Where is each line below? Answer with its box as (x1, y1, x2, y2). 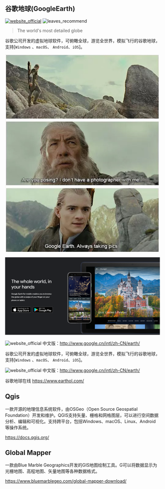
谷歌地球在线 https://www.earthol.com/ (5, 378, 84, 384)
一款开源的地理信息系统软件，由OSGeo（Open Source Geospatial (5, 406, 138, 412)
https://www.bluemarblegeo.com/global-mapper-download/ (5, 478, 127, 484)
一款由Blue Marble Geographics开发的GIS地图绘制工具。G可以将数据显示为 (5, 462, 157, 468)
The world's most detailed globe (17, 28, 83, 33)
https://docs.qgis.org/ (5, 434, 49, 440)
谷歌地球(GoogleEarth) (5, 4, 75, 13)
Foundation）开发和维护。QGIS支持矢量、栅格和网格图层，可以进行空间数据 (5, 412, 159, 418)
